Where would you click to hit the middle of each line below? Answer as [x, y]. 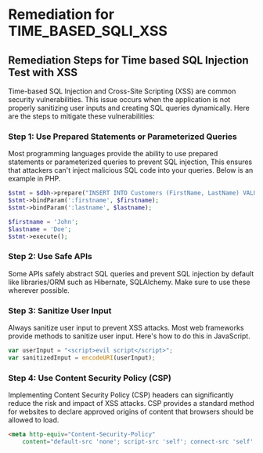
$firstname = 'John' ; [43, 221]
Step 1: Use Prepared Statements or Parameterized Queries [122, 137]
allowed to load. [34, 420]
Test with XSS [43, 72]
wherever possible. [39, 290]
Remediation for [61, 15]
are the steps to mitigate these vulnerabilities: [81, 116]
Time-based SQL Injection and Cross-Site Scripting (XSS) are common [122, 91]
